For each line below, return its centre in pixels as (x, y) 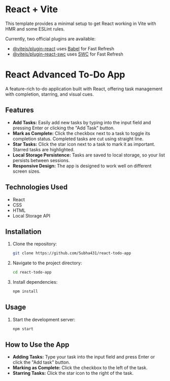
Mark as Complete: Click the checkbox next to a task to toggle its (81, 133)
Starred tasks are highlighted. (43, 149)
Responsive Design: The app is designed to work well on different (82, 166)
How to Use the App (37, 345)
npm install (25, 291)
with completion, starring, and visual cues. (49, 94)
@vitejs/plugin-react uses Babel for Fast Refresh (63, 48)
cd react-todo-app (32, 273)
